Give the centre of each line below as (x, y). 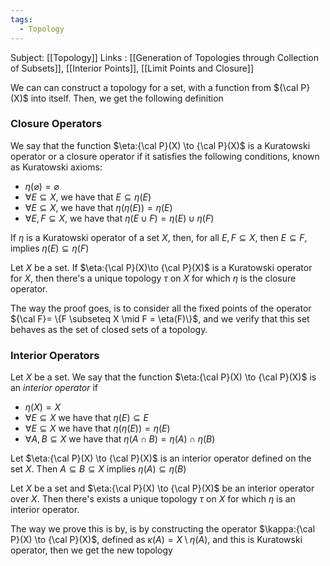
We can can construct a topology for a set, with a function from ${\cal (154, 87)
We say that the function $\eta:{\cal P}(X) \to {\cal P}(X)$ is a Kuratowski (160, 145)
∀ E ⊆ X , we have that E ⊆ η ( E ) (88, 197)
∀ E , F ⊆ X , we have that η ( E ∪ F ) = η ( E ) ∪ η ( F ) (119, 218)
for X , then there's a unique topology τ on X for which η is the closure (153, 278)
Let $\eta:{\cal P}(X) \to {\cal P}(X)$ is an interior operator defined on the (161, 458)
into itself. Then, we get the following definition (127, 98)
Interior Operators (55, 355)
